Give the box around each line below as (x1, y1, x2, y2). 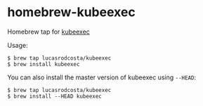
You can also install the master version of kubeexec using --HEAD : (7, 73, 197, 81)
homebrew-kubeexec (7, 4, 136, 20)
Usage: (7, 41, 28, 49)
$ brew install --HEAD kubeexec (7, 93, 102, 100)
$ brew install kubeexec (7, 60, 80, 67)
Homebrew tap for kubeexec (7, 27, 90, 36)
